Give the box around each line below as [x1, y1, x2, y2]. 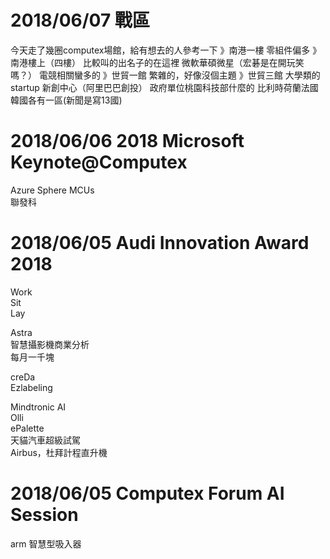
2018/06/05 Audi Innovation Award [10, 232, 310, 255]
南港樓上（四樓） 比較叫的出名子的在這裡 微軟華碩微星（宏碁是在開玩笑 [10, 56, 305, 68]
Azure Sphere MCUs [10, 184, 95, 196]
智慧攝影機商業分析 [10, 338, 90, 350]
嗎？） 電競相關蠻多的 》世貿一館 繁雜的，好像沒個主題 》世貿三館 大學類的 [10, 69, 321, 81]
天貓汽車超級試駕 [10, 434, 81, 446]
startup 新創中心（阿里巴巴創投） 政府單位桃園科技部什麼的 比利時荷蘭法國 [10, 81, 319, 93]
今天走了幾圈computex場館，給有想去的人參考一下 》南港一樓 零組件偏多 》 [10, 44, 322, 56]
